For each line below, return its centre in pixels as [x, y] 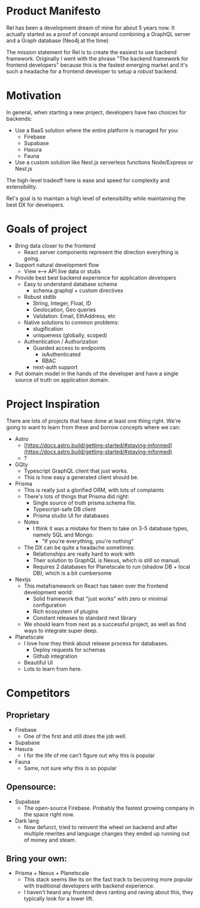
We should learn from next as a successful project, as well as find [105, 624]
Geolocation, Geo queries [64, 309]
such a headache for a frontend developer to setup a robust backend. [92, 71]
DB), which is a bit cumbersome [72, 573]
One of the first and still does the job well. [75, 736]
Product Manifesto [53, 11]
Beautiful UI [38, 662]
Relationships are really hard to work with [84, 554]
